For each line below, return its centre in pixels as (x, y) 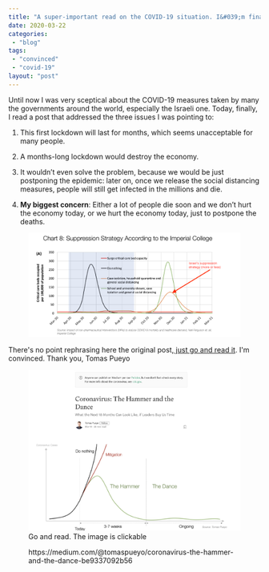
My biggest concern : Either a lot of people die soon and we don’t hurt (136, 204)
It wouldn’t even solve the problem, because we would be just (122, 171)
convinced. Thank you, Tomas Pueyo (69, 359)
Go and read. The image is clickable (87, 536)
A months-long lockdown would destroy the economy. (109, 156)
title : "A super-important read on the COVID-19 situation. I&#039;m (127, 17)
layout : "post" (34, 76)
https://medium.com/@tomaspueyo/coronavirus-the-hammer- (131, 552)
